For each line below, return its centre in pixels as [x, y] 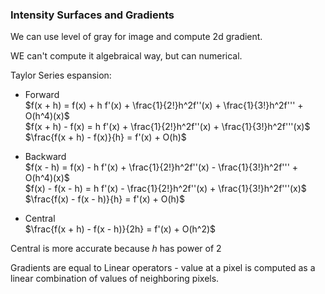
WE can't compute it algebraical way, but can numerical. [126, 56]
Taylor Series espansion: [61, 75]
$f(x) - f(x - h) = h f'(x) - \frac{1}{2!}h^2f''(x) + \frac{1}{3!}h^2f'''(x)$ [165, 189]
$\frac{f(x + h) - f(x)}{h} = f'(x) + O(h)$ [105, 137]
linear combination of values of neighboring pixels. [115, 279]
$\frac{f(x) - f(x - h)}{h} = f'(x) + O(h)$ [104, 199]
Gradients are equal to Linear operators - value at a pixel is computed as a [163, 268]
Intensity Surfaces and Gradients [92, 15]
